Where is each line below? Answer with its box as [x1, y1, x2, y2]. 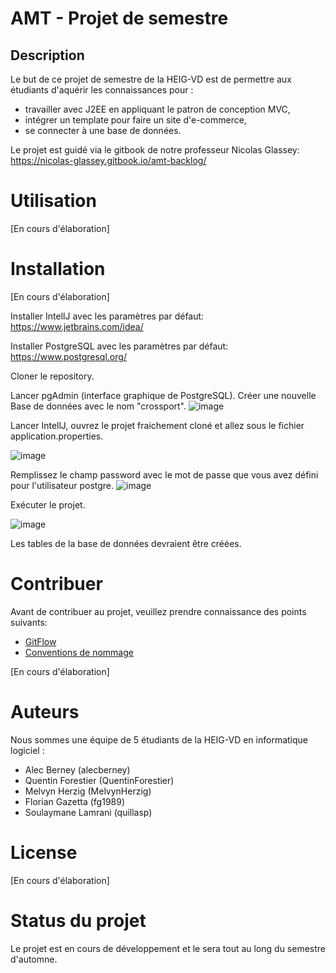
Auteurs [10, 701, 80, 723]
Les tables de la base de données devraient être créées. [10, 537, 242, 549]
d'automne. [10, 953, 58, 965]
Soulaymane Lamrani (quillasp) [24, 806, 153, 818]
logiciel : [10, 744, 45, 756]
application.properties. [10, 430, 104, 442]
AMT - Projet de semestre [10, 7, 229, 30]
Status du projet [10, 909, 147, 932]
